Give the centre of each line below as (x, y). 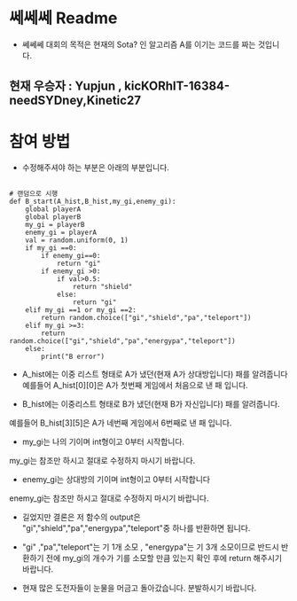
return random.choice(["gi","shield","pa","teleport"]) (146, 318)
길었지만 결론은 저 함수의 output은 (81, 517)
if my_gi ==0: (51, 248)
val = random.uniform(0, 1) (77, 240)
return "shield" (102, 287)
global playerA (53, 209)
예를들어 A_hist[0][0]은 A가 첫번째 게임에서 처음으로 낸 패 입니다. (135, 386)
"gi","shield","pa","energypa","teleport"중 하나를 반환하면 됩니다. (136, 528)
